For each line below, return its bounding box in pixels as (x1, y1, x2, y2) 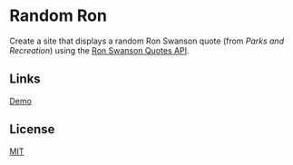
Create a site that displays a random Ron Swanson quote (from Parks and (9, 35, 284, 46)
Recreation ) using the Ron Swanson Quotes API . (9, 44, 190, 55)
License (9, 121, 55, 137)
